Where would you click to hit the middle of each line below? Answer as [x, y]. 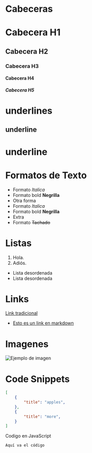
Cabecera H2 [27, 51]
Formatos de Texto [46, 175]
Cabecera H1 [33, 33]
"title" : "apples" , [45, 402]
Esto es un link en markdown [43, 323]
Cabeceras [29, 9]
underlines [29, 111]
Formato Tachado [31, 222]
